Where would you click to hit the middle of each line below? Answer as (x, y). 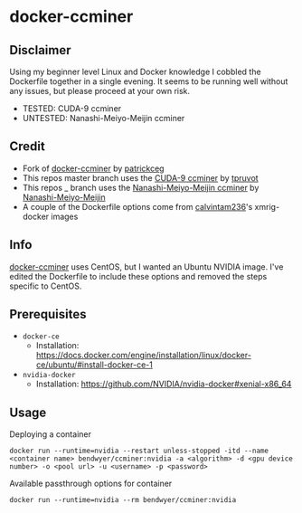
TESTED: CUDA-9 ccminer (72, 109)
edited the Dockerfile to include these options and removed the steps (138, 276)
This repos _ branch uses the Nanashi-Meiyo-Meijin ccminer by (141, 187)
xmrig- (267, 206)
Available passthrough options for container (91, 484)
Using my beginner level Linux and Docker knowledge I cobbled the (135, 71)
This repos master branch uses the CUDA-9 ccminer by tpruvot (141, 177)
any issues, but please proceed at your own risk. (100, 91)
